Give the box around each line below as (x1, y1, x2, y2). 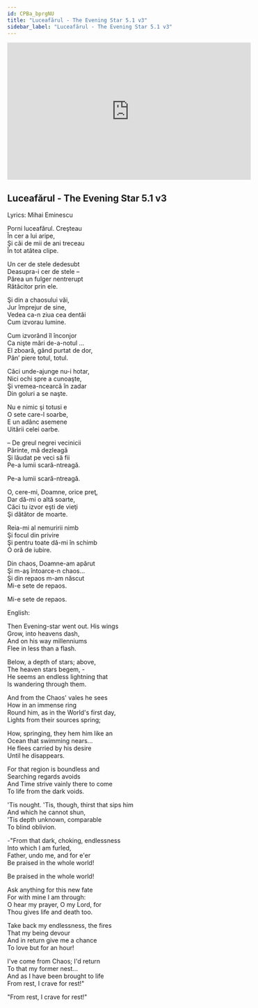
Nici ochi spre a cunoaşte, (7, 374, 82, 383)
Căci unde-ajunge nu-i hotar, (7, 367, 90, 376)
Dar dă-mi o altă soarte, (7, 496, 75, 504)
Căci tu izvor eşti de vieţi (7, 503, 79, 511)
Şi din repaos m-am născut (7, 574, 85, 583)
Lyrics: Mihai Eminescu (7, 211, 73, 220)
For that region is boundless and (7, 765, 100, 774)
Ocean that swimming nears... (7, 737, 93, 745)
